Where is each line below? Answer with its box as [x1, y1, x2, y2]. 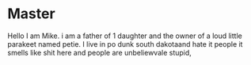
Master [7, 5, 56, 23]
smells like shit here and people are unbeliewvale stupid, [7, 48, 192, 57]
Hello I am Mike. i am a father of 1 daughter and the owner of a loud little [7, 31, 242, 40]
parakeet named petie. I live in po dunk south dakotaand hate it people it [7, 39, 243, 48]
